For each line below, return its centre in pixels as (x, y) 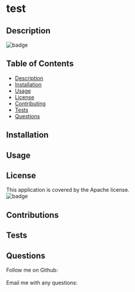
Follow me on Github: (32, 270)
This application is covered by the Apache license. (68, 190)
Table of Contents (40, 64)
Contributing (30, 103)
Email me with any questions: (42, 283)
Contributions (32, 215)
